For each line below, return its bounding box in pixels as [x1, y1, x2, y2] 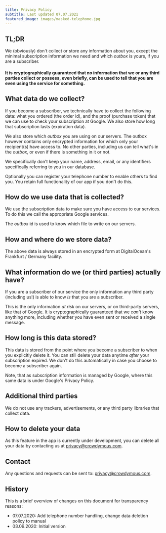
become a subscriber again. [5, 362, 62, 369]
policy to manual [12, 518, 46, 524]
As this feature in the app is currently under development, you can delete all [5, 437, 160, 443]
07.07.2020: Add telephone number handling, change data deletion [12, 513, 148, 519]
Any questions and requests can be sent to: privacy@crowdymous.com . [5, 471, 152, 477]
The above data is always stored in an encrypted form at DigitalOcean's [5, 248, 151, 254]
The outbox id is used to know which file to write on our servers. [5, 221, 136, 227]
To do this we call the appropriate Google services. [5, 211, 109, 217]
